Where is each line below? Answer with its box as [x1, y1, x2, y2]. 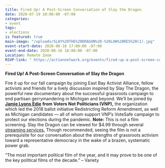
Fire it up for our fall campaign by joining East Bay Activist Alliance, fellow [5, 80, 154, 86]
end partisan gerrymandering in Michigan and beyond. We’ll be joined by [5, 96, 152, 102]
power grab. [5, 143, 30, 148]
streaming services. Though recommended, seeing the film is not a [5, 127, 141, 133]
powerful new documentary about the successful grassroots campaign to [5, 91, 154, 96]
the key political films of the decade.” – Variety [5, 157, 99, 163]
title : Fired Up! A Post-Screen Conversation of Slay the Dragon [5, 7, 141, 12]
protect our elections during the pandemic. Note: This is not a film [5, 117, 139, 122]
